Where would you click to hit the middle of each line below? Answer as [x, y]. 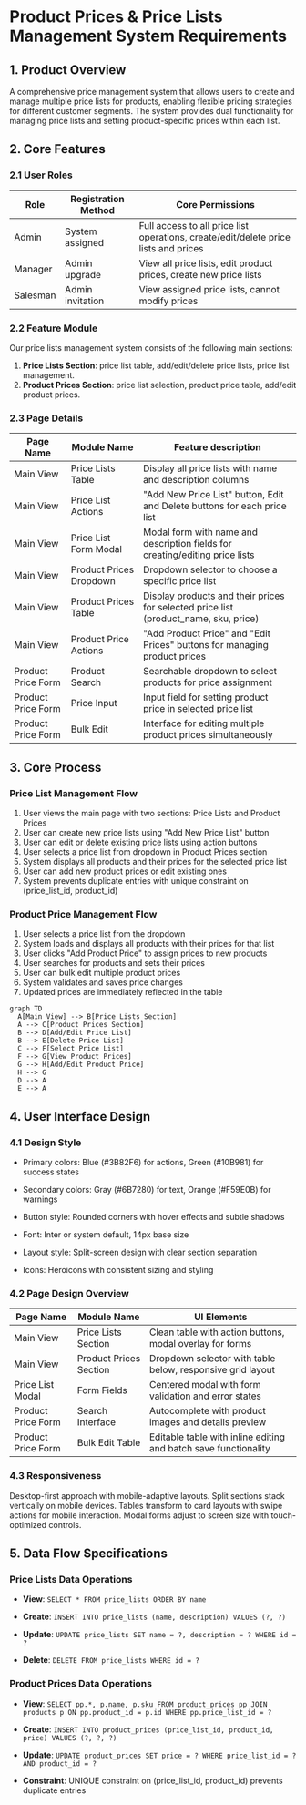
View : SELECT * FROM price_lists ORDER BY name [114, 1599]
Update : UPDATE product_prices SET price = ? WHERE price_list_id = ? [159, 1755]
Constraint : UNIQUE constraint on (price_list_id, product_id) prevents [153, 1780]
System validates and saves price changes [103, 982]
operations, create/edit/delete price [215, 237]
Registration [97, 199]
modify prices [168, 301]
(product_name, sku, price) [201, 619]
